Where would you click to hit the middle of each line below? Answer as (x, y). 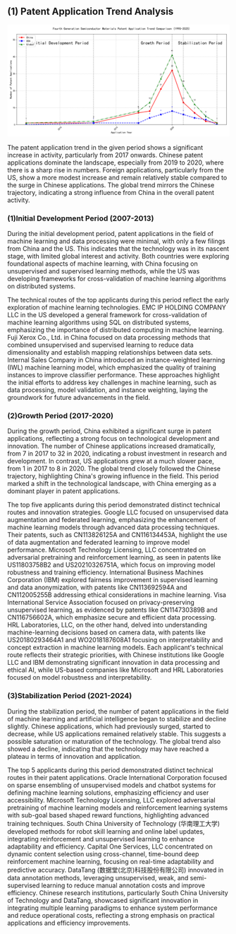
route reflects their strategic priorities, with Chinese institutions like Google (116, 655)
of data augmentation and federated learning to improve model (99, 543)
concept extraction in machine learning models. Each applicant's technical (115, 648)
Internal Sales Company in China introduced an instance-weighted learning (116, 360)
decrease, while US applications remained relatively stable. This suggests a (117, 733)
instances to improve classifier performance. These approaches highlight (113, 375)
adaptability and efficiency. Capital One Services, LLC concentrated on (110, 846)
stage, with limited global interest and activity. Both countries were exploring (118, 256)
